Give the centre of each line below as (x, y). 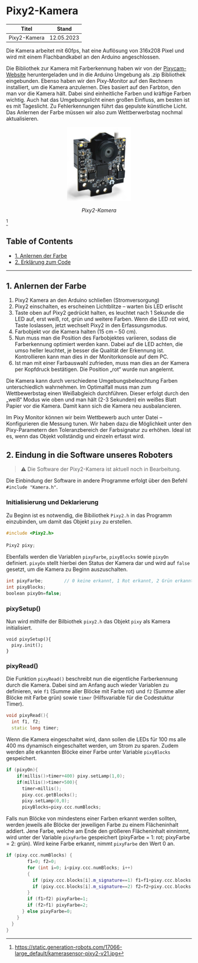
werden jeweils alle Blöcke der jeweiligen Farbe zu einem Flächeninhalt (92, 825)
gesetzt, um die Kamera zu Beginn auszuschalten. (67, 570)
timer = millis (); (42, 789)
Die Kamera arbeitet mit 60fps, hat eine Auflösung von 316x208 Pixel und (95, 51)
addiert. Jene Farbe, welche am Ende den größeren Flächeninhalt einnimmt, (98, 831)
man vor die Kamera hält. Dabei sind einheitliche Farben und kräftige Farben (99, 93)
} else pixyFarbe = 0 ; (47, 912)
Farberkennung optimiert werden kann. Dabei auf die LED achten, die (99, 344)
